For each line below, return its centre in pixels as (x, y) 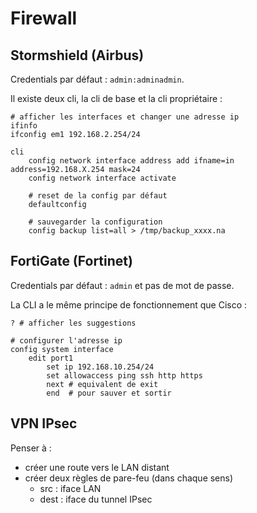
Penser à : (31, 448)
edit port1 (51, 358)
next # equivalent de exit (102, 384)
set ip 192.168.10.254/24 (100, 367)
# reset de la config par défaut (98, 196)
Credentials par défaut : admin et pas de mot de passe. (122, 285)
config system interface (62, 349)
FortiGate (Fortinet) (71, 261)
